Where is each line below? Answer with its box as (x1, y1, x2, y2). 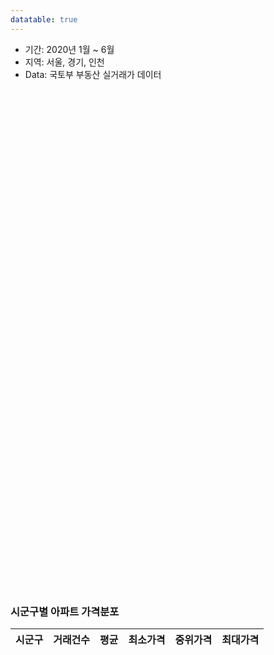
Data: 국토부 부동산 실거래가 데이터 (24, 68, 162, 80)
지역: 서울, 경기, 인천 (24, 56, 105, 68)
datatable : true (10, 14, 78, 25)
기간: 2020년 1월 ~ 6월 (24, 43, 115, 55)
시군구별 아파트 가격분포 (10, 604, 120, 618)
